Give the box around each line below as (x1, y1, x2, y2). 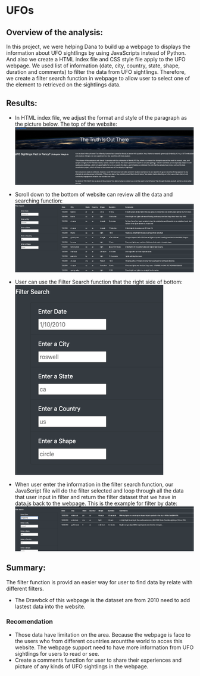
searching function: (14, 197, 63, 204)
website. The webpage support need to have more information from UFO (14, 644, 194, 651)
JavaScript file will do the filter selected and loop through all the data (14, 487, 184, 494)
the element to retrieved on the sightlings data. (6, 81, 121, 88)
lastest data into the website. (14, 603, 86, 610)
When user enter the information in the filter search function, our (14, 481, 174, 488)
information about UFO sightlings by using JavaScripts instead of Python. (6, 49, 186, 57)
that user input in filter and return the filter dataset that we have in (14, 493, 177, 500)
